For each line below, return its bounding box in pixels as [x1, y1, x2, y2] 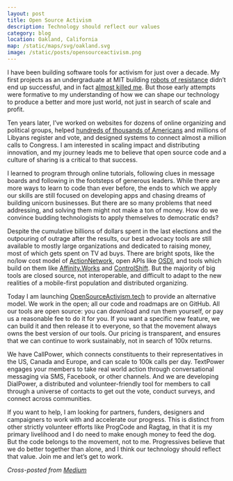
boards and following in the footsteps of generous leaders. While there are [7, 176, 220, 184]
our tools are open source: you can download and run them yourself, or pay [7, 307, 224, 315]
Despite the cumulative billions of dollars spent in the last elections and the [7, 227, 222, 235]
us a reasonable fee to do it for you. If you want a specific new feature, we [7, 314, 220, 322]
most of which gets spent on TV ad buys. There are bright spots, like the [7, 249, 215, 258]
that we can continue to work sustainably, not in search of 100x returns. [7, 336, 213, 345]
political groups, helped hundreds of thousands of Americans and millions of [7, 126, 227, 134]
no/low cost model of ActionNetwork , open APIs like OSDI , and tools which [7, 256, 222, 265]
